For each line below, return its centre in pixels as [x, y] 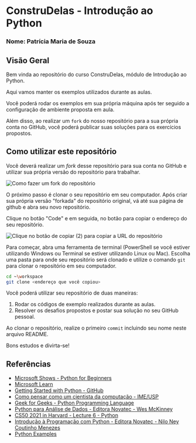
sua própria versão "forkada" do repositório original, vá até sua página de [95, 200]
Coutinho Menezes [37, 428]
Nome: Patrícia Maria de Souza [51, 41]
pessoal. [25, 317]
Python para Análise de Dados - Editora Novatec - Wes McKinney [94, 409]
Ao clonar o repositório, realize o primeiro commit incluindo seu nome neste [96, 328]
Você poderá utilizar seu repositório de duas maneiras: [72, 293]
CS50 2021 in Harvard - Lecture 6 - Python [66, 416]
